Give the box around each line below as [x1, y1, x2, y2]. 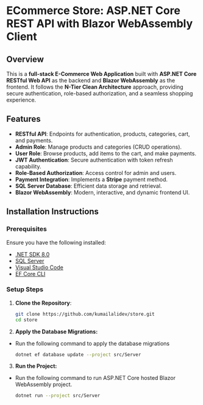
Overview [6, 54, 45, 64]
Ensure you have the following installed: [6, 239, 107, 246]
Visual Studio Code [15, 264, 64, 271]
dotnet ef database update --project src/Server [15, 351, 141, 358]
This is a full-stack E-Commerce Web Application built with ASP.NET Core [6, 70, 197, 77]
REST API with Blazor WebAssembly [6, 17, 193, 31]
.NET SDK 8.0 [15, 250, 50, 258]
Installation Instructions [6, 206, 99, 217]
